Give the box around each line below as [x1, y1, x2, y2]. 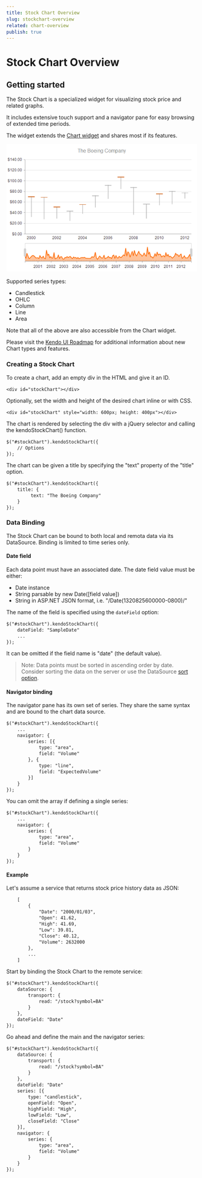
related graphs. [6, 102, 44, 109]
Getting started [6, 79, 65, 90]
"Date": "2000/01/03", [38, 909, 96, 915]
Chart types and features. [6, 345, 71, 352]
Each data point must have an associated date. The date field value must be [6, 566, 195, 573]
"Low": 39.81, [38, 927, 74, 933]
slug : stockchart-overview [6, 16, 74, 22]
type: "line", [38, 763, 74, 769]
